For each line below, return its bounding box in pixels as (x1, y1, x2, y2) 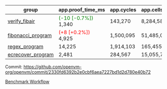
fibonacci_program (7, 32, 52, 39)
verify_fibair (7, 18, 35, 24)
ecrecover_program (7, 51, 54, 58)
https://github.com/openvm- (23, 64, 82, 70)
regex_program (7, 43, 44, 50)
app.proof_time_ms (58, 6, 105, 13)
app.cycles (110, 6, 137, 13)
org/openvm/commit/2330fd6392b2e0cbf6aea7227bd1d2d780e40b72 (5, 69, 151, 75)
